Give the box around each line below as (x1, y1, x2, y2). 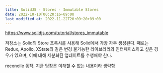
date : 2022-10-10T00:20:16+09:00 (5, 12, 75, 17)
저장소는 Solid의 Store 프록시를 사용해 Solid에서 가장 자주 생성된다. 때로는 (5, 40, 149, 46)
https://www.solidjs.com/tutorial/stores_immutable (5, 30, 108, 36)
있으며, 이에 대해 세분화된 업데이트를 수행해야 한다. (14, 52, 113, 58)
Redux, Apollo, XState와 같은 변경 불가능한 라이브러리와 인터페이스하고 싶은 (5, 46, 153, 52)
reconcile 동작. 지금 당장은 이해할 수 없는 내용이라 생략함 (5, 63, 115, 69)
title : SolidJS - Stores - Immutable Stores (5, 7, 99, 12)
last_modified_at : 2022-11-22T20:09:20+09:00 (5, 16, 101, 21)
